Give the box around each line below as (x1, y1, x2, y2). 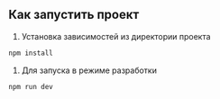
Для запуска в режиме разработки (21, 65, 157, 76)
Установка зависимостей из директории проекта (21, 31, 211, 41)
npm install (8, 49, 53, 58)
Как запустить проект (8, 7, 140, 22)
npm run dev (8, 82, 53, 91)
